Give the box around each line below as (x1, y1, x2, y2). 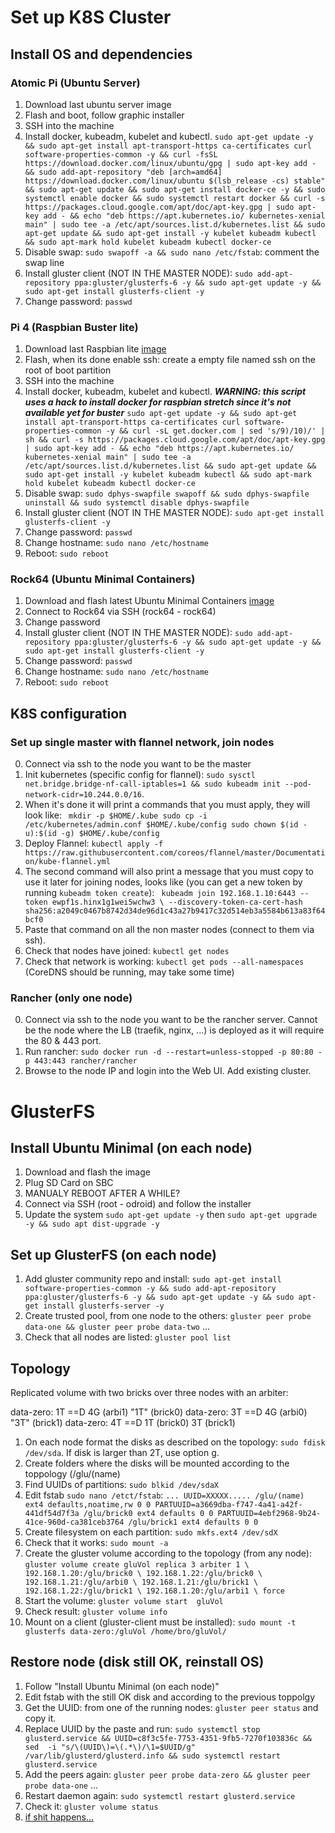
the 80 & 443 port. (24, 1035, 102, 1047)
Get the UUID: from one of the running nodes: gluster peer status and (24, 1701, 319, 1713)
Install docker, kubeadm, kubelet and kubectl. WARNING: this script (24, 386, 307, 398)
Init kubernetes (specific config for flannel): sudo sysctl (24, 769, 256, 781)
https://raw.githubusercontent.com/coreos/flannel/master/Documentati (24, 848, 326, 858)
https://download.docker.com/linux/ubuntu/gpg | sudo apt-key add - (24, 158, 317, 168)
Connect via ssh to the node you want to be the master (24, 758, 252, 770)
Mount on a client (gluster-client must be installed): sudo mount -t (24, 1616, 297, 1628)
